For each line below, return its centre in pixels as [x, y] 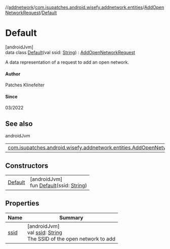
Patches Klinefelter [25, 85]
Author [13, 74]
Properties [22, 203]
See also [19, 123]
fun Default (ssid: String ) [59, 185]
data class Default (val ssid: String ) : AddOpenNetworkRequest [70, 52]
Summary [71, 218]
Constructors [27, 165]
